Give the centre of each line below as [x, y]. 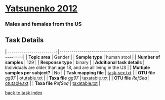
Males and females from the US [43, 24]
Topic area [40, 57]
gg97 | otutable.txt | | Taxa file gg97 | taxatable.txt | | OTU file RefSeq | [77, 78]
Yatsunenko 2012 [41, 9]
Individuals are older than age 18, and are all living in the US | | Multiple [78, 67]
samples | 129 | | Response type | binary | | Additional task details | [75, 62]
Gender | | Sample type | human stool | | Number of [107, 57]
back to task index [24, 93]
